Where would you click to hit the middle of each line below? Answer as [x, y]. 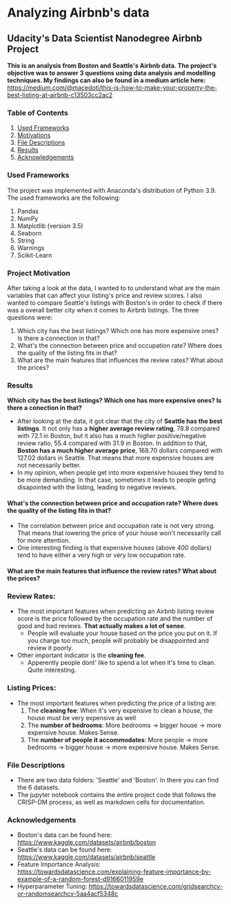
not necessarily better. [49, 465]
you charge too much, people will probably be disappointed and [118, 641]
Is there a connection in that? [58, 338]
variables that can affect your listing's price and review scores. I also [104, 295]
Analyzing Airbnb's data [78, 13]
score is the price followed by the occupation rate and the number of [115, 619]
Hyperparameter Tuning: [52, 887]
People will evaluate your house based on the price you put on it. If [122, 633]
